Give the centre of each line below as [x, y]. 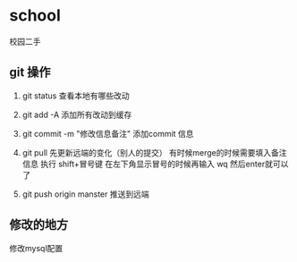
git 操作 [30, 72]
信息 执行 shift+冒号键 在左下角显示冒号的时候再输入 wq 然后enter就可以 [155, 164]
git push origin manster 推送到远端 [85, 194]
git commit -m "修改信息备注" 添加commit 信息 [108, 133]
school [35, 16]
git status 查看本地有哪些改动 [76, 96]
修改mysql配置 [36, 248]
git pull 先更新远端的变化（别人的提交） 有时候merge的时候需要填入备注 [155, 152]
